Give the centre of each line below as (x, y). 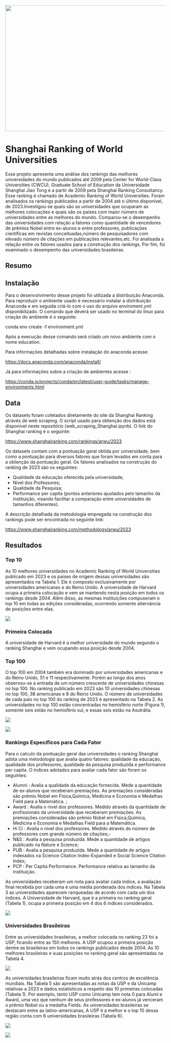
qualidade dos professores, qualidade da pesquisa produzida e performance (85, 764)
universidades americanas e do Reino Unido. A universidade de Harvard (81, 587)
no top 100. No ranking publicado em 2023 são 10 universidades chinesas (83, 689)
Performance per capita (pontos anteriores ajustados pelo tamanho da (86, 493)
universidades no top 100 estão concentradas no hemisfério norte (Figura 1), (85, 705)
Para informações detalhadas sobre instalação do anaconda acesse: (77, 352)
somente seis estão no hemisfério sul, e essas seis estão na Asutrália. (78, 710)
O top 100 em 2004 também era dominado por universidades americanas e (84, 672)
